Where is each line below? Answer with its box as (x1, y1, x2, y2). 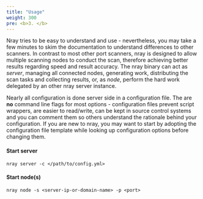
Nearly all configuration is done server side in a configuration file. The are (6, 94, 193, 101)
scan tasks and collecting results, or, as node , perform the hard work (6, 76, 180, 83)
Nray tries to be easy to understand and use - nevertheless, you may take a (6, 37, 197, 45)
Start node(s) (6, 173, 41, 181)
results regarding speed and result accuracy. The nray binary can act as (6, 63, 188, 70)
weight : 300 (6, 15, 37, 21)
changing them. (6, 133, 46, 140)
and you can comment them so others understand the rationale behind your (6, 114, 197, 121)
